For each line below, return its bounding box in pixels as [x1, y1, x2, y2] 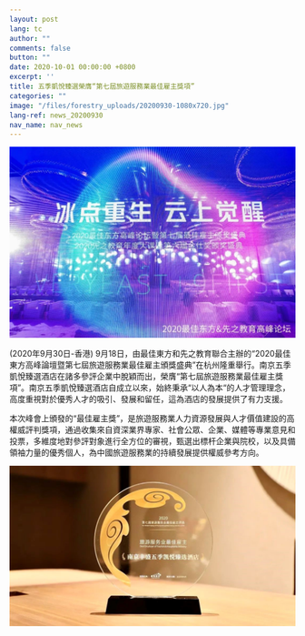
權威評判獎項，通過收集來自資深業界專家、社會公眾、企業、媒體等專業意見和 [9, 424, 296, 435]
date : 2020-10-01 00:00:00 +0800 [9, 63, 136, 72]
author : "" [9, 34, 51, 43]
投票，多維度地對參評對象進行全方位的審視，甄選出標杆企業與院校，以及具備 [9, 435, 296, 446]
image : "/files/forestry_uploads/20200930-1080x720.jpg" [9, 101, 230, 110]
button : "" [9, 53, 51, 63]
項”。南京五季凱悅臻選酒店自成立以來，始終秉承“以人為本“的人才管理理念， [9, 382, 290, 393]
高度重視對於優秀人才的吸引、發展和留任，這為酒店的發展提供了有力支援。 [9, 393, 288, 404]
